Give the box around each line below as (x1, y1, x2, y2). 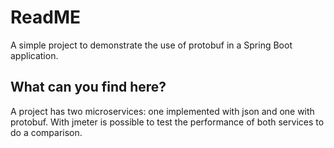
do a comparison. (10, 126, 83, 138)
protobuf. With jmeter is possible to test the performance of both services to (10, 116, 325, 128)
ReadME (10, 6, 81, 29)
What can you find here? (10, 79, 167, 96)
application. (10, 49, 59, 61)
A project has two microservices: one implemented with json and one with (10, 105, 315, 117)
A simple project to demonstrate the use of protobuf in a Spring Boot (10, 39, 293, 51)
